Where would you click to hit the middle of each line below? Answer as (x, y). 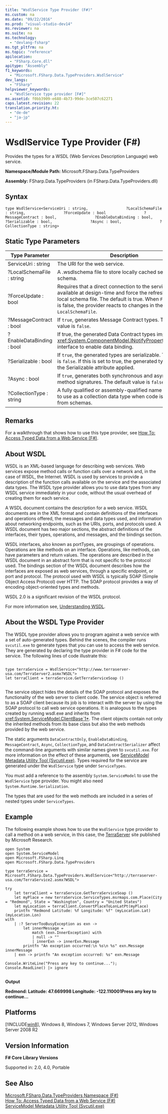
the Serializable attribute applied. (96, 367)
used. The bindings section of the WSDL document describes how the (77, 566)
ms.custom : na (20, 15)
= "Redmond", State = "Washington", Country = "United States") (73, 902)
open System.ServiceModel (32, 853)
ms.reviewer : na (22, 29)
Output (13, 981)
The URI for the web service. (91, 264)
